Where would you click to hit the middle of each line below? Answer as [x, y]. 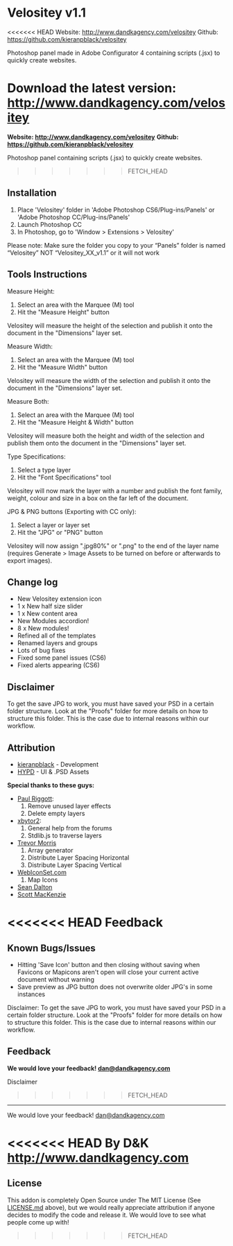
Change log [33, 582]
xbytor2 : [29, 821]
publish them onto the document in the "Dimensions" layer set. [97, 443]
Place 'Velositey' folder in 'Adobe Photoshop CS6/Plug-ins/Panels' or [116, 210]
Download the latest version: [92, 88]
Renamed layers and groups [58, 643]
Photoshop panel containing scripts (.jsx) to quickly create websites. [105, 157]
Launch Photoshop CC [49, 224]
